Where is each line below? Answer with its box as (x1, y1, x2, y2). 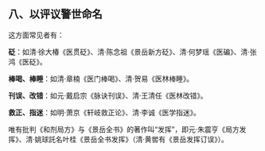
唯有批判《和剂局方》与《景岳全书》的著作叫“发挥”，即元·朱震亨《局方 (8, 124, 240, 134)
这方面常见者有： (8, 30, 64, 40)
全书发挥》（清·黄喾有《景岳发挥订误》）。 (97, 134, 229, 144)
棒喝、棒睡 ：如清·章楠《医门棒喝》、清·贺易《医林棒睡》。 (8, 74, 194, 83)
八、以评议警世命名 (8, 7, 103, 21)
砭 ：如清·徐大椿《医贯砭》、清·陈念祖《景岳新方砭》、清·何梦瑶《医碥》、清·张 (8, 47, 257, 56)
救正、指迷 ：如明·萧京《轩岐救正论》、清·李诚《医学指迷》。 (8, 107, 201, 117)
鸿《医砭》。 (8, 56, 47, 66)
